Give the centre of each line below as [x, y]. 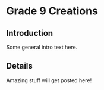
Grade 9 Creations [52, 11]
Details [19, 66]
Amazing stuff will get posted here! [49, 80]
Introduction [30, 33]
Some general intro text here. [42, 47]
